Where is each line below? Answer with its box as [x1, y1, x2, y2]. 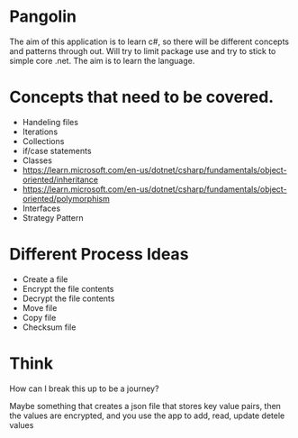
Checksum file [22, 322, 77, 333]
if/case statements [22, 145, 92, 156]
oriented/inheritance [22, 174, 99, 185]
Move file [22, 302, 58, 313]
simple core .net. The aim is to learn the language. [9, 55, 195, 66]
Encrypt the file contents [22, 283, 114, 294]
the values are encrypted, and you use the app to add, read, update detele [9, 410, 285, 421]
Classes [22, 155, 52, 166]
